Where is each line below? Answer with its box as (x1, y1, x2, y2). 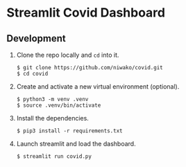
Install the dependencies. (16, 114, 90, 122)
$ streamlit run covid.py (16, 153, 92, 160)
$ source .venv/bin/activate (16, 102, 101, 109)
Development (6, 33, 67, 44)
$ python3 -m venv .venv (16, 96, 89, 103)
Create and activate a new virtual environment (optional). (16, 82, 180, 91)
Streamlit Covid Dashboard (6, 5, 166, 21)
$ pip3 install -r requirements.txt (16, 128, 123, 134)
